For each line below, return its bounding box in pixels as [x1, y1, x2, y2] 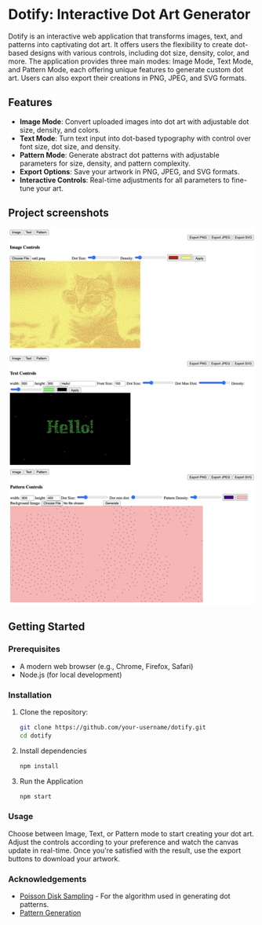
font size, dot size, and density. [19, 141, 121, 151]
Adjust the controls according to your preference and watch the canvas [8, 837, 239, 846]
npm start [19, 792, 53, 800]
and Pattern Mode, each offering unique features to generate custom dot [8, 64, 244, 74]
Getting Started [8, 620, 86, 634]
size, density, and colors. [19, 125, 100, 134]
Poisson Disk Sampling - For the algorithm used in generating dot [19, 891, 231, 901]
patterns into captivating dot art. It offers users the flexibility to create [8, 39, 233, 49]
